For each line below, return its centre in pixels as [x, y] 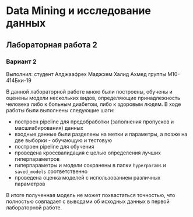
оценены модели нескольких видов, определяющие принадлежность [93, 98]
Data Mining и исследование [79, 11]
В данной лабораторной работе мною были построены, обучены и [90, 91]
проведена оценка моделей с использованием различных [87, 177]
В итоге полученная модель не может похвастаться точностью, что [91, 195]
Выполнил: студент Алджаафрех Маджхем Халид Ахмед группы [86, 74]
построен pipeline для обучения [54, 146]
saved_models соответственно [51, 171]
